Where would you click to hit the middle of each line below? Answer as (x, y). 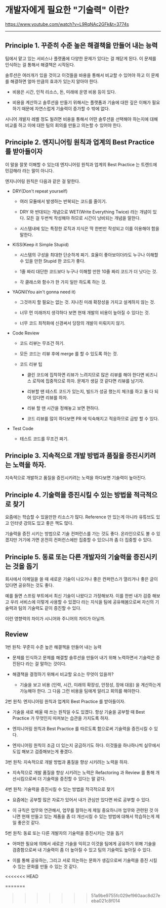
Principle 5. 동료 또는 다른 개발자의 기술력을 (68, 557)
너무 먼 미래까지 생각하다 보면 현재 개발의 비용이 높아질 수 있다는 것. (85, 313)
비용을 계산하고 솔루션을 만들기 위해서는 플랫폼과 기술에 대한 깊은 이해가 (82, 102)
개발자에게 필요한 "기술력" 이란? (67, 10)
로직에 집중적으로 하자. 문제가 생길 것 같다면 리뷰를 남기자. (88, 381)
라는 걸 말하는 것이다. (46, 664)
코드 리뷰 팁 (31, 364)
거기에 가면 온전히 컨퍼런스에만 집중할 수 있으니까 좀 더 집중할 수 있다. (85, 540)
